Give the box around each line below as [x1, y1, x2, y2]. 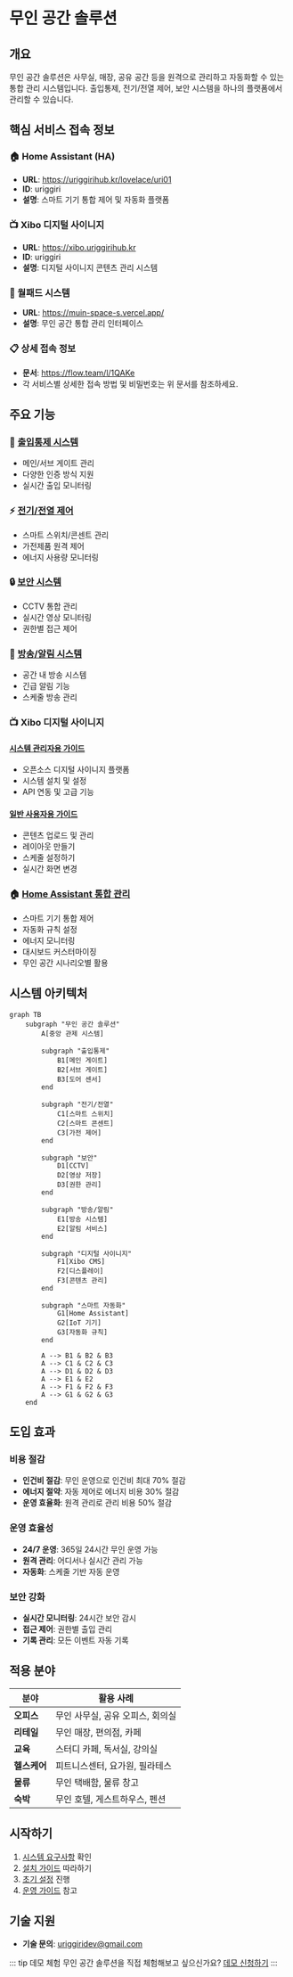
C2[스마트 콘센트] [56, 1119, 114, 1128]
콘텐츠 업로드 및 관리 [21, 830, 94, 841]
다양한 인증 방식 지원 [21, 469, 94, 480]
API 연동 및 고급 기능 [21, 786, 95, 798]
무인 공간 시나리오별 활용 [21, 957, 109, 968]
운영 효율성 [9, 1522, 54, 1534]
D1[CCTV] [56, 1161, 90, 1170]
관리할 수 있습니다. [9, 94, 74, 104]
